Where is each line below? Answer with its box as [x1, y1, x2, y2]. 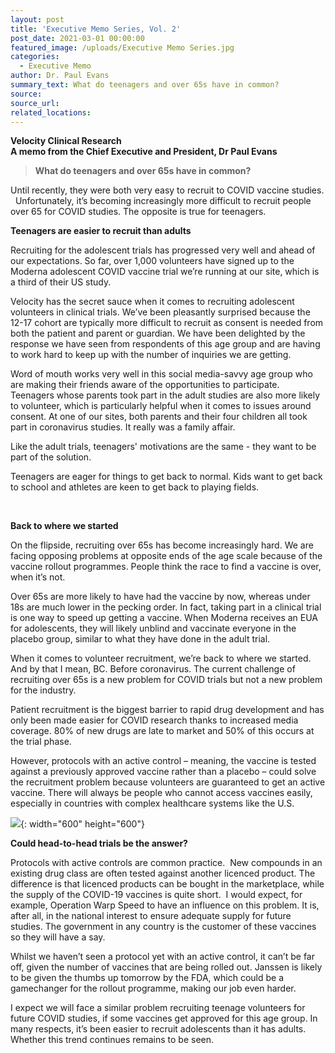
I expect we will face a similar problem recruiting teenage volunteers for [10, 1002, 306, 1014]
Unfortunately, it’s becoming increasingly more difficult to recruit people [14, 195, 312, 207]
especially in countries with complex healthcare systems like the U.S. [10, 797, 295, 810]
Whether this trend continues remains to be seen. [10, 1034, 215, 1046]
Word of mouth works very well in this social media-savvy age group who [10, 368, 313, 380]
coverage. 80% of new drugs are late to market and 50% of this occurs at [10, 725, 315, 737]
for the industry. [10, 684, 77, 696]
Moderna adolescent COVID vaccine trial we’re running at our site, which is [10, 266, 320, 278]
